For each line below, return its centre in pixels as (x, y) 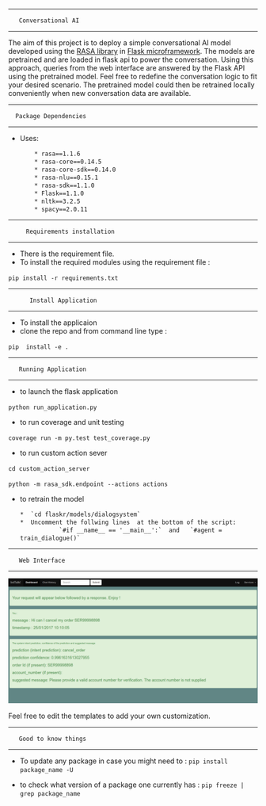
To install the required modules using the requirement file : (115, 262)
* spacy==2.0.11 (61, 209)
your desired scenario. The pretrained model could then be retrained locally (131, 85)
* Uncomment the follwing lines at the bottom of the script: (128, 522)
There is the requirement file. (67, 254)
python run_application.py (53, 407)
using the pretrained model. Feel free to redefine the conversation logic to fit (133, 76)
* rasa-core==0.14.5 (68, 162)
